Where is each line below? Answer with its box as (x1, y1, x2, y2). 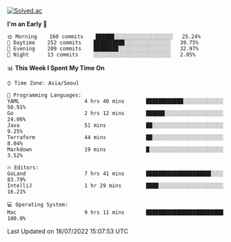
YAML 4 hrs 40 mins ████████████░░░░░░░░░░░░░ (7, 98, 224, 105)
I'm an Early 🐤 (7, 20, 48, 28)
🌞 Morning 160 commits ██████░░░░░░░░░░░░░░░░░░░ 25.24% (7, 33, 201, 40)
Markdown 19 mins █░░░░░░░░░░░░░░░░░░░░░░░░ (7, 146, 224, 153)
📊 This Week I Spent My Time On (7, 64, 105, 72)
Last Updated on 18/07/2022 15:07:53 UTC (7, 228, 129, 235)
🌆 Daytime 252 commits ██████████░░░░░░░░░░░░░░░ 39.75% (7, 39, 199, 46)
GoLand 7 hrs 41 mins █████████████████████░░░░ (7, 170, 224, 177)
